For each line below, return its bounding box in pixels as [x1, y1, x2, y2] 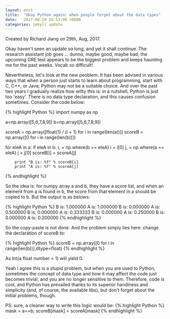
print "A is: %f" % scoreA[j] [14, 164, 79, 169]
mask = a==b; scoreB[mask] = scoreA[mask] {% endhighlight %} [5, 308, 142, 314]
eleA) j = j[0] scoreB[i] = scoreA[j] [5, 150, 77, 156]
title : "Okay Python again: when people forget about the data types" [5, 12, 161, 17]
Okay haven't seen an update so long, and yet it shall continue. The [5, 46, 147, 52]
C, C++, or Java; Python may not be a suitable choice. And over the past [5, 83, 158, 89]
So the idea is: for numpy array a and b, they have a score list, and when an [5, 183, 164, 189]
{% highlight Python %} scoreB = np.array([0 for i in [5, 240, 115, 246]
